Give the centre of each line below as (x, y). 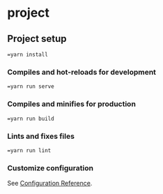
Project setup (37, 39)
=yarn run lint (29, 150)
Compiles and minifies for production (71, 104)
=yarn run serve (31, 87)
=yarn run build (31, 119)
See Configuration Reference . (50, 184)
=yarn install (28, 54)
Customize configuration (51, 167)
